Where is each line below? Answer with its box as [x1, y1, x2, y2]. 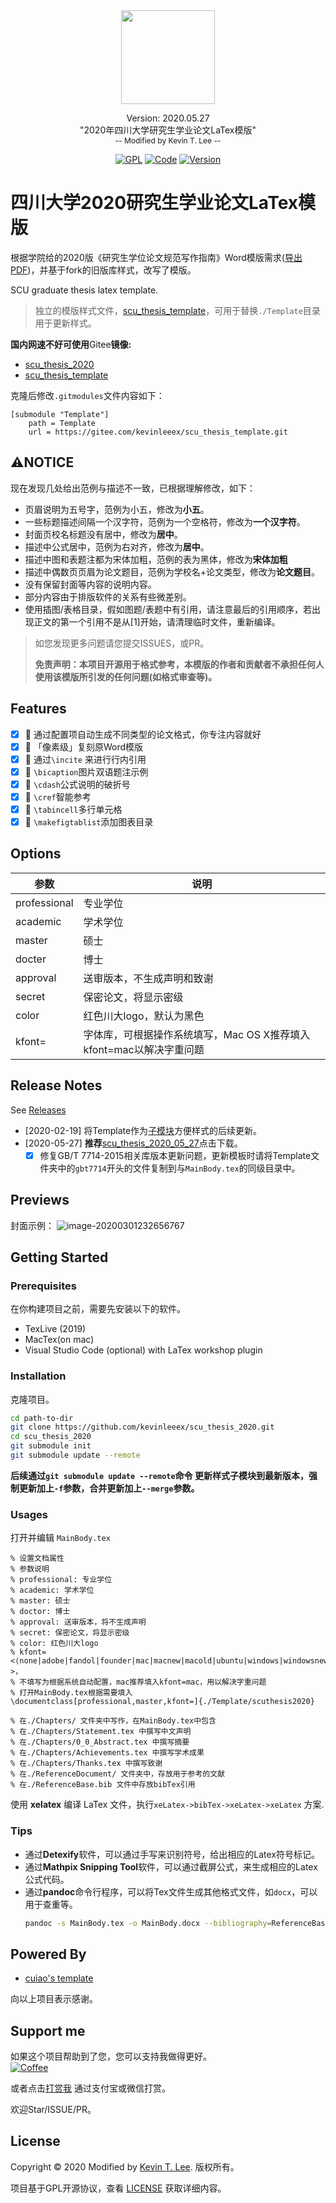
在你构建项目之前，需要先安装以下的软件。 [10, 1303, 186, 1315]
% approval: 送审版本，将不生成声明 [10, 1617, 147, 1628]
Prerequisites [10, 1279, 77, 1293]
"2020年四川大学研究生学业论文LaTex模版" [79, 124, 257, 136]
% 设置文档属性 [10, 1554, 65, 1564]
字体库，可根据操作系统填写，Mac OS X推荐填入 [83, 1027, 311, 1041]
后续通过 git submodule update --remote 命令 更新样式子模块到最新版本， [10, 1469, 309, 1481]
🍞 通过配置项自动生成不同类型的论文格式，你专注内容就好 [24, 728, 262, 740]
